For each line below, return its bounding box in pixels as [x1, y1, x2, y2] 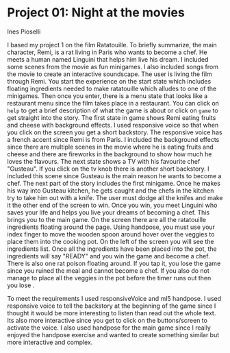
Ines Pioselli [7, 27, 41, 36]
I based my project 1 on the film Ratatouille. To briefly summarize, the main [7, 40, 217, 49]
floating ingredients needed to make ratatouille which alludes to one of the [7, 84, 217, 93]
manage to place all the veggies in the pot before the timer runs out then [7, 273, 212, 282]
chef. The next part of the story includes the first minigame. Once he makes [7, 179, 221, 187]
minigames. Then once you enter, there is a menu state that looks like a [7, 91, 208, 100]
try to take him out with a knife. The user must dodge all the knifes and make [7, 193, 223, 202]
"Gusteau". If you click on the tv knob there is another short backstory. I [7, 165, 210, 173]
